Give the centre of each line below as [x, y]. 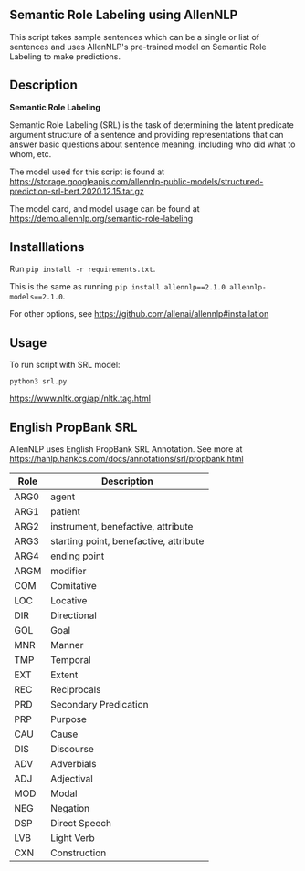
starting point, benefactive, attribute [127, 541]
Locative [68, 601]
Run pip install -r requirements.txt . [83, 269]
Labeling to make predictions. [65, 56]
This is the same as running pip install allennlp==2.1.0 [118, 287]
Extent [64, 675]
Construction [78, 853]
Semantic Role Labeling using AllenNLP [124, 15]
